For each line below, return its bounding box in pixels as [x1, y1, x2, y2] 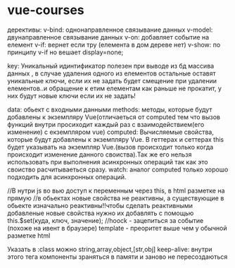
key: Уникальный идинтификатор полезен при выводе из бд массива [7, 61, 215, 70]
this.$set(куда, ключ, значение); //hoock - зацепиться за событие [7, 216, 204, 224]
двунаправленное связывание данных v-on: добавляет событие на [7, 32, 210, 41]
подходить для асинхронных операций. [7, 172, 127, 181]
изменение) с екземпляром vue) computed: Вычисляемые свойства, [7, 128, 215, 136]
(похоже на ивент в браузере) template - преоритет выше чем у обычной [7, 224, 227, 232]
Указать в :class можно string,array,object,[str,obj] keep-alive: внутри [7, 245, 212, 253]
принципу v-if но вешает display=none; [7, 48, 124, 56]
